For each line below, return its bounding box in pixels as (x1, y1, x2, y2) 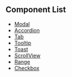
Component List (5, 5, 67, 15)
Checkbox (14, 65, 40, 72)
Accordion (14, 27, 40, 34)
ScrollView (14, 52, 41, 59)
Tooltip (14, 39, 32, 46)
